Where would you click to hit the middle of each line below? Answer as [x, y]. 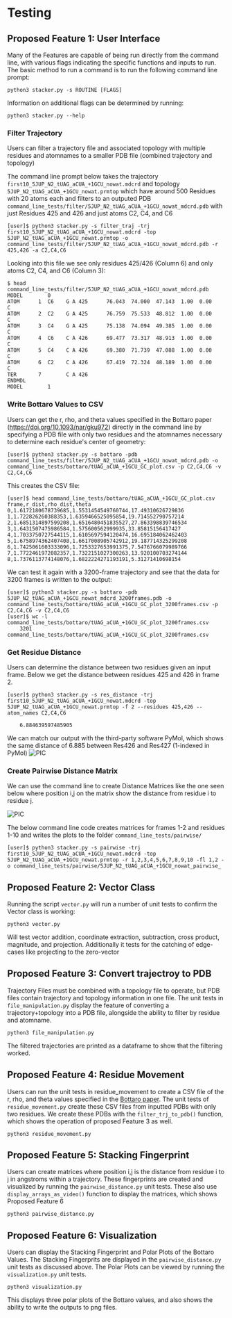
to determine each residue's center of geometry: [77, 441]
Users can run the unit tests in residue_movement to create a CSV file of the [116, 1091]
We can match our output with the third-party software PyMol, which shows [115, 738]
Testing [29, 13]
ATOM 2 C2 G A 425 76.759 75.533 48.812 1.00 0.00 [110, 314]
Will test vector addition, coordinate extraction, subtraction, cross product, [113, 937]
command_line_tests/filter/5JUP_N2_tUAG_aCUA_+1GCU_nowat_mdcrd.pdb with [115, 206]
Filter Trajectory [35, 133]
